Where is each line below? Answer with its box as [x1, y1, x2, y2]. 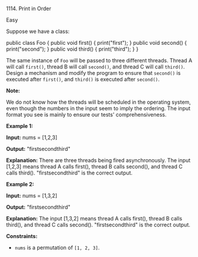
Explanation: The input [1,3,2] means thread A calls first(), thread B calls [6, 215, 183, 222]
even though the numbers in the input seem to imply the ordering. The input [6, 105, 191, 111]
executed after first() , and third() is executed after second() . [6, 76, 160, 83]
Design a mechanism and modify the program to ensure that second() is [6, 70, 181, 76]
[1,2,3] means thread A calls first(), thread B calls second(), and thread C [6, 163, 183, 170]
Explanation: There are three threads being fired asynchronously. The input [6, 157, 191, 164]
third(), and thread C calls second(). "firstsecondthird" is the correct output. [6, 221, 190, 228]
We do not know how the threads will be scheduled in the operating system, [6, 98, 191, 106]
